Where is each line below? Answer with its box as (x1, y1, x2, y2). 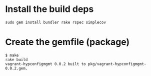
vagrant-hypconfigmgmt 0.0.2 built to (5, 61, 86, 67)
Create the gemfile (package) (5, 36, 130, 48)
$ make (5, 53, 19, 58)
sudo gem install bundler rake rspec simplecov (5, 20, 106, 25)
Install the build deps (5, 3, 94, 15)
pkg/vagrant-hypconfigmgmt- (87, 61, 146, 67)
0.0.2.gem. (5, 66, 28, 71)
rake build (5, 57, 28, 62)
